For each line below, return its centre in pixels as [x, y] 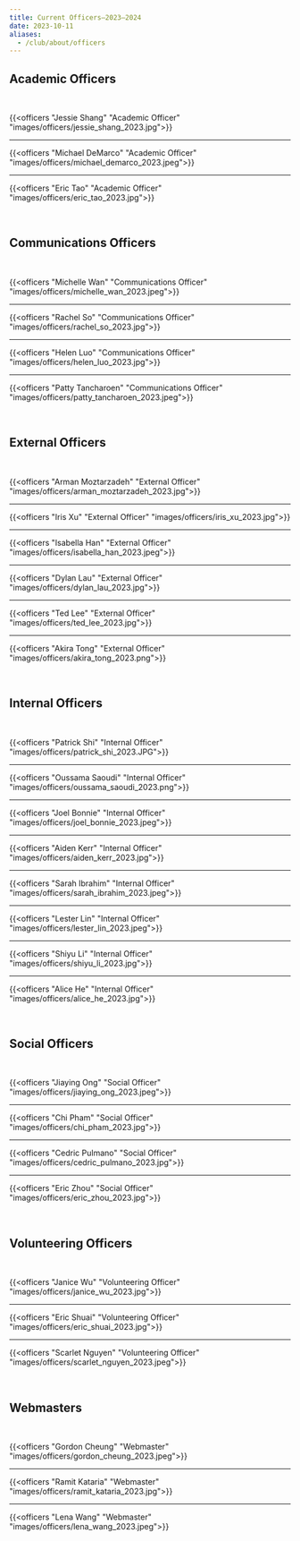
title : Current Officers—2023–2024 [75, 17]
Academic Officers [62, 78]
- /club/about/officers [61, 43]
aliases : [25, 34]
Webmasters [46, 1407]
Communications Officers [83, 243]
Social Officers [51, 1043]
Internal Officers [56, 703]
